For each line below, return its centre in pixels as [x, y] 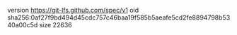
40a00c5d [23, 25]
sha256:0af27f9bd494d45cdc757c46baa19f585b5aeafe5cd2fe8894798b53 [119, 17]
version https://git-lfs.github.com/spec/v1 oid [73, 10]
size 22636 [56, 25]
